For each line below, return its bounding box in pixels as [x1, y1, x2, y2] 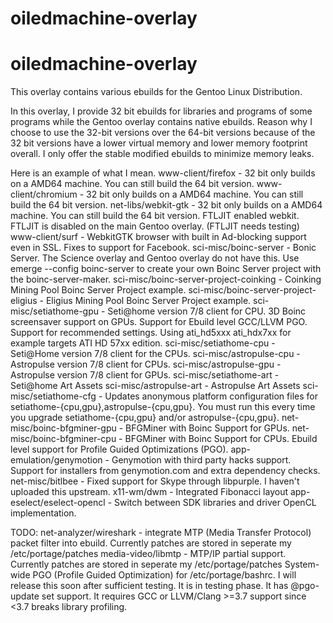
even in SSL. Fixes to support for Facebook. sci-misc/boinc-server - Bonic [10, 242, 317, 254]
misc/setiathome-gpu [10, 305, 100, 317]
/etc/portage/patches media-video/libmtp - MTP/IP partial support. [10, 548, 287, 560]
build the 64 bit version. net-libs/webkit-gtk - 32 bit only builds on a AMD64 [10, 199, 323, 211]
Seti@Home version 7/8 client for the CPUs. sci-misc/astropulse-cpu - [10, 348, 301, 360]
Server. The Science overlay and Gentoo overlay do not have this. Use [10, 252, 300, 264]
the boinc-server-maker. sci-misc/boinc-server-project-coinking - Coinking [10, 273, 322, 286]
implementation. [10, 507, 77, 519]
